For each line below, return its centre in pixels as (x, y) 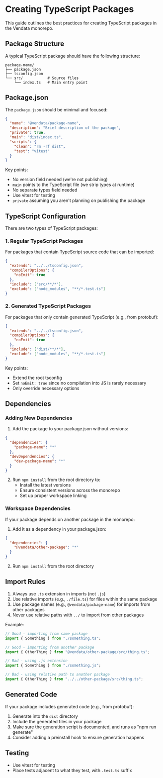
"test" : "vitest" (32, 151)
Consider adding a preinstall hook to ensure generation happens (78, 737)
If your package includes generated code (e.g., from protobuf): (70, 706)
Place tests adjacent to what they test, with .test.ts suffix (72, 770)
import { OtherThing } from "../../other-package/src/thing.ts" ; (74, 679)
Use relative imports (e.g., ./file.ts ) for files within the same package (85, 599)
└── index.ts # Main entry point (51, 82)
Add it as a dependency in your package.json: (59, 529)
